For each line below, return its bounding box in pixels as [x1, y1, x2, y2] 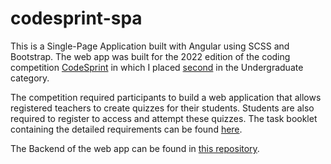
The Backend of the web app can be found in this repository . [10, 142, 260, 154]
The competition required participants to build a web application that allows [10, 91, 322, 103]
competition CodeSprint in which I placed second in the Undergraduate [10, 61, 304, 73]
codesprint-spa [10, 7, 143, 30]
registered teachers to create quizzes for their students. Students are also [10, 102, 315, 114]
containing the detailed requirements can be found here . [10, 123, 243, 135]
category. [10, 72, 50, 84]
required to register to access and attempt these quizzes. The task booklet [10, 112, 318, 124]
